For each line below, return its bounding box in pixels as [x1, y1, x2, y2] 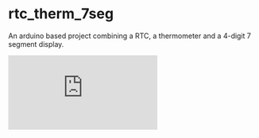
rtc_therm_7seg [8, 5, 114, 23]
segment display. [8, 39, 64, 48]
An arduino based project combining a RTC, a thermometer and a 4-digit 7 [8, 31, 252, 40]
